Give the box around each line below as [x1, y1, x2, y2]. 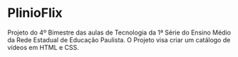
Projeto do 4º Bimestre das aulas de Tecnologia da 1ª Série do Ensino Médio [7, 28, 232, 37]
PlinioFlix [7, 5, 63, 21]
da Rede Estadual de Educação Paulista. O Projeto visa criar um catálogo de [7, 35, 231, 44]
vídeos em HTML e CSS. [7, 43, 80, 51]
